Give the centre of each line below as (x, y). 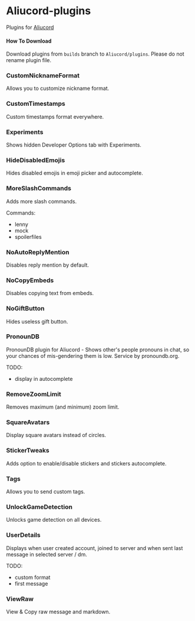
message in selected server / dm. (47, 554)
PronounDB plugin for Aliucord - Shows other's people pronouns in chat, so (98, 350)
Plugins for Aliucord (30, 27)
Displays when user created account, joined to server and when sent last (95, 548)
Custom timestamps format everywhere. (55, 117)
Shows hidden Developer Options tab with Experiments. (74, 145)
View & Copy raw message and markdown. (58, 612)
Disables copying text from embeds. (50, 293)
